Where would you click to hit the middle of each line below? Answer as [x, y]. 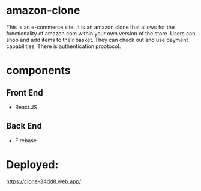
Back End [24, 126]
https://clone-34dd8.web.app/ [44, 181]
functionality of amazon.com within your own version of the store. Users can [101, 33]
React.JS [26, 107]
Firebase [26, 140]
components [38, 71]
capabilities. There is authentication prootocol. [64, 46]
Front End [25, 93]
